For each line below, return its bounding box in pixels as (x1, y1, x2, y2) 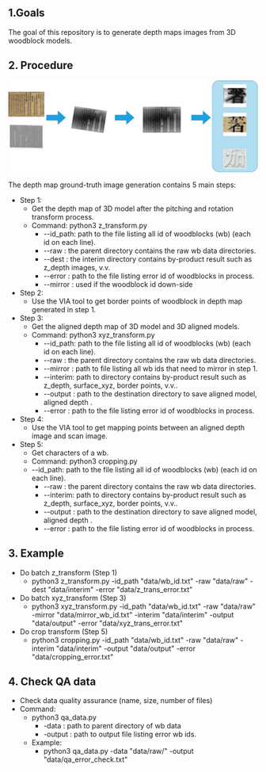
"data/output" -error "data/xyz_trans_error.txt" (31, 618, 184, 628)
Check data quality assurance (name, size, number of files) (19, 696, 213, 705)
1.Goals (8, 6, 45, 20)
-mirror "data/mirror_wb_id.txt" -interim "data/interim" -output (31, 610, 234, 619)
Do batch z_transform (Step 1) (19, 568, 117, 577)
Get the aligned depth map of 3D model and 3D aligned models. (31, 321, 240, 331)
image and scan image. (31, 431, 108, 441)
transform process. (31, 212, 94, 221)
